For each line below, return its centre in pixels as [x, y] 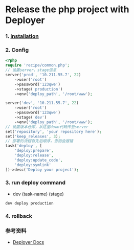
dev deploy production [29, 203]
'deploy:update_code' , [39, 160]
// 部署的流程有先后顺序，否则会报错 [39, 141]
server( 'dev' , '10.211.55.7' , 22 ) [42, 103]
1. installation [22, 36]
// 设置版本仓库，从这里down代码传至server [47, 127]
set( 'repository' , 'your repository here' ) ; [53, 131]
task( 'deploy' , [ [24, 146]
